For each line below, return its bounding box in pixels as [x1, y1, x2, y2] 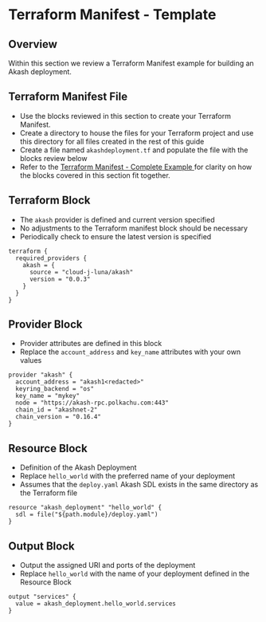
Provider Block [8, 317, 83, 332]
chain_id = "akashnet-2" [15, 406, 98, 414]
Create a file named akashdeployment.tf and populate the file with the [19, 145, 248, 155]
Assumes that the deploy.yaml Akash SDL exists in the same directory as [19, 480, 259, 490]
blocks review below [19, 153, 88, 163]
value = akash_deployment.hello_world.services [15, 600, 177, 608]
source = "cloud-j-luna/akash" [29, 268, 134, 276]
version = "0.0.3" [29, 275, 91, 283]
